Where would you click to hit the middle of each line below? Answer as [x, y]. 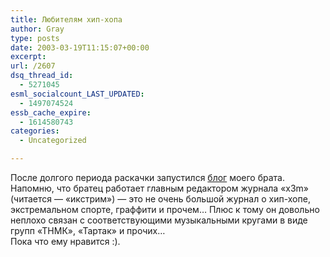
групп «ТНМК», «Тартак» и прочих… [88, 230]
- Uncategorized [53, 141]
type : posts [35, 38]
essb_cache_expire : [51, 112]
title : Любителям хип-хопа [66, 19]
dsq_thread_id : [42, 76]
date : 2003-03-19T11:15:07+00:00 [80, 47]
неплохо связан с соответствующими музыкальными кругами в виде [159, 220]
